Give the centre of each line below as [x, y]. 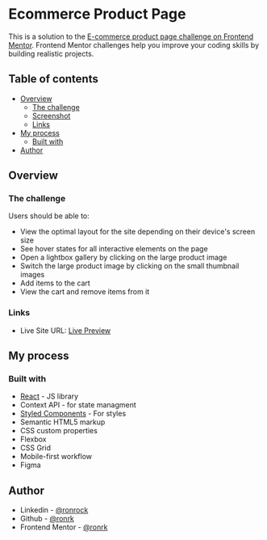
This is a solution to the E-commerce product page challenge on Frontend [131, 36]
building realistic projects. [51, 53]
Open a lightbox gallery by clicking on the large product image [123, 257]
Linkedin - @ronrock [54, 510]
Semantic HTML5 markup [63, 422]
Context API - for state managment [78, 405]
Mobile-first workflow [56, 457]
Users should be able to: [49, 216]
